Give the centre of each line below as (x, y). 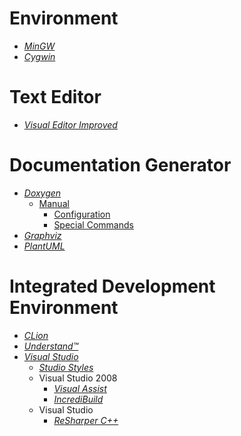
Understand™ (51, 346)
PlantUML (44, 246)
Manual (54, 203)
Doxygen (42, 193)
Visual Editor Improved (70, 124)
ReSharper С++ (86, 420)
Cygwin (39, 56)
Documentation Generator (120, 165)
